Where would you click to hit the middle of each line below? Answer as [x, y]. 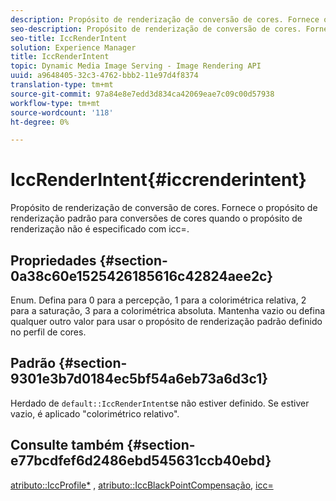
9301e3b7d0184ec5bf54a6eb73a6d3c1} [139, 379]
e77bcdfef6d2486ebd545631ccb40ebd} [141, 461]
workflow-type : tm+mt [55, 103]
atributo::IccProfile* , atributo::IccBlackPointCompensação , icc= [142, 485]
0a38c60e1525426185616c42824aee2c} [142, 276]
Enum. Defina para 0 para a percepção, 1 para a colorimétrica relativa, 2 [158, 300]
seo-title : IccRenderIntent [69, 38]
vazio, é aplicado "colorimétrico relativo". [95, 413]
